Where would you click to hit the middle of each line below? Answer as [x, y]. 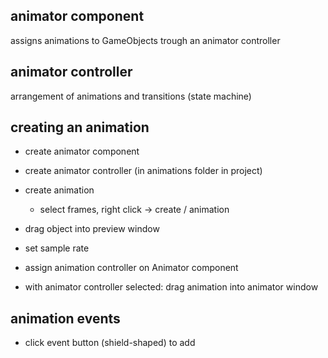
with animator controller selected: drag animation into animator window [171, 287]
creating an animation [80, 127]
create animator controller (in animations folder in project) [143, 171]
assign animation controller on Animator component [131, 268]
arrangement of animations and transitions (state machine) [131, 96]
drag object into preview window [92, 229]
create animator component [82, 151]
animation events [65, 318]
